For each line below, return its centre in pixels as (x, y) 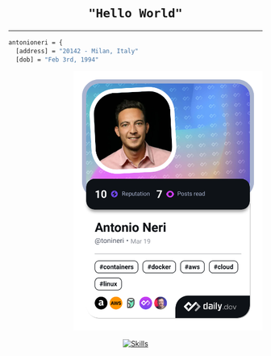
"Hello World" (135, 13)
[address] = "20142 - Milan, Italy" (77, 51)
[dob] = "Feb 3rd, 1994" (57, 60)
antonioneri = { (35, 42)
